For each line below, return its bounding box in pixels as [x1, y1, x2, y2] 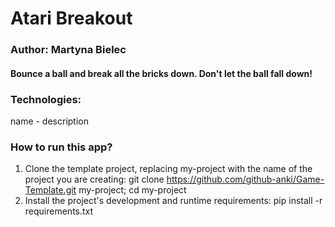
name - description [10, 115, 90, 127]
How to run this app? [10, 140, 113, 154]
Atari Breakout [10, 7, 133, 30]
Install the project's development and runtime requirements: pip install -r [24, 195, 323, 207]
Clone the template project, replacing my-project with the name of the [24, 163, 313, 175]
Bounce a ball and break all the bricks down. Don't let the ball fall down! [10, 67, 313, 79]
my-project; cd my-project [78, 184, 187, 196]
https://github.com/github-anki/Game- [166, 173, 325, 186]
